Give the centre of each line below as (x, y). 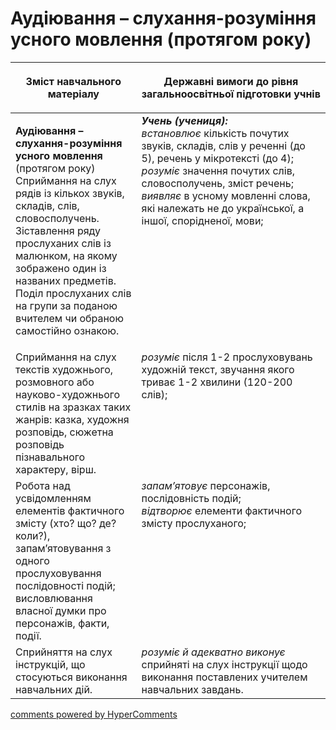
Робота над (43, 485)
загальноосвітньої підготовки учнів (231, 94)
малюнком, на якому (66, 255)
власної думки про (61, 610)
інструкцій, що (50, 664)
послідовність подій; (191, 498)
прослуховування (58, 573)
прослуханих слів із (63, 243)
